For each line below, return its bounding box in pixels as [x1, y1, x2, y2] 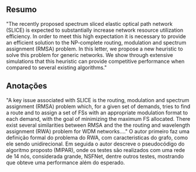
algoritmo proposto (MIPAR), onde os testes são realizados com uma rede [6, 146, 185, 153]
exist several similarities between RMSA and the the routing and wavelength [6, 122, 190, 129]
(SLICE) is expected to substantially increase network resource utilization [6, 26, 184, 33]
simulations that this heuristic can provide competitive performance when [6, 58, 185, 65]
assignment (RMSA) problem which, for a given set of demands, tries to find [6, 103, 191, 110]
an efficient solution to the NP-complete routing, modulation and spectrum [6, 39, 187, 46]
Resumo [6, 5, 37, 15]
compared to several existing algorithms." [6, 64, 107, 71]
